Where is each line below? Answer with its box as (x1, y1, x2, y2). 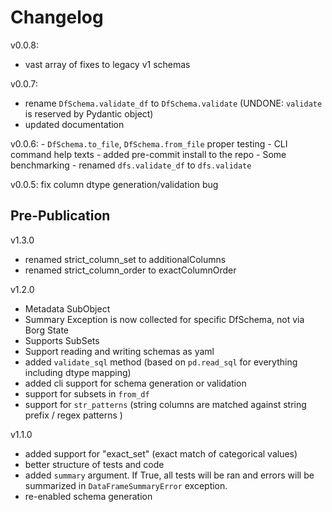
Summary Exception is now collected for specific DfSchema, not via (24, 313, 305, 325)
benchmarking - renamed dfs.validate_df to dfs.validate (10, 159, 252, 171)
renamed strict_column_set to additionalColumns (24, 253, 227, 265)
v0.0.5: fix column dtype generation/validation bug (10, 178, 219, 190)
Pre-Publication (10, 207, 111, 225)
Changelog (10, 6, 104, 29)
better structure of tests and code (24, 458, 165, 470)
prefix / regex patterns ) (24, 409, 123, 421)
